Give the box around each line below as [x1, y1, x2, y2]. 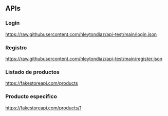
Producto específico [5, 93, 58, 100]
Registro [5, 44, 27, 51]
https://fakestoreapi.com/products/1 [5, 105, 82, 111]
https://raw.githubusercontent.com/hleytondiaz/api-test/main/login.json [5, 31, 157, 37]
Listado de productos [5, 68, 60, 75]
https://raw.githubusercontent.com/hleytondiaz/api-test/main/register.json [5, 55, 163, 62]
